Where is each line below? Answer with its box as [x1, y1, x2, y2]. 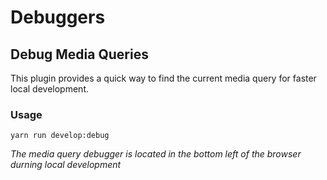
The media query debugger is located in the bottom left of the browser [10, 148, 302, 160]
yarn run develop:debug [10, 131, 110, 141]
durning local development [10, 159, 122, 171]
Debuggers [10, 6, 106, 29]
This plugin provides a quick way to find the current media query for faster [10, 72, 317, 84]
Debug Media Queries [10, 46, 149, 63]
